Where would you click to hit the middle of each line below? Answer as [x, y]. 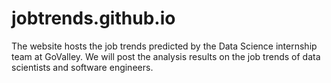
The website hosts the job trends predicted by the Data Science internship [164, 46]
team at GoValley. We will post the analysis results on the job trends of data [166, 56]
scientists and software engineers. [82, 67]
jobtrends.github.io [93, 18]
